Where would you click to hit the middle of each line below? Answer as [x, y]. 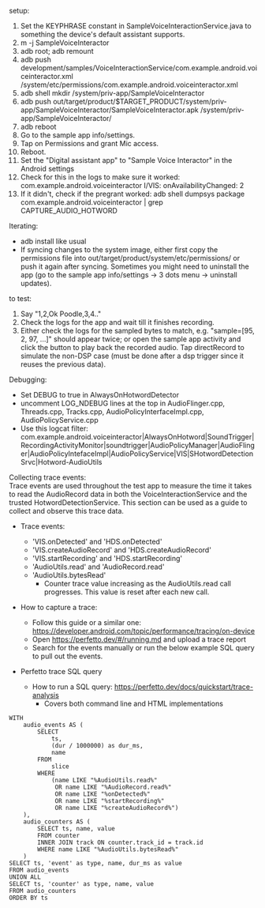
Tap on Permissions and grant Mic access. [90, 143]
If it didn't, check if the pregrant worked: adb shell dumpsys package [132, 194]
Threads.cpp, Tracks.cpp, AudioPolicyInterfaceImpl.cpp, [112, 412]
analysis [46, 695]
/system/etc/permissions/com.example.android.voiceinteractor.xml [129, 85]
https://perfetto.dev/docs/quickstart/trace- [184, 687]
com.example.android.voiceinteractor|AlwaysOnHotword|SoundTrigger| [137, 437]
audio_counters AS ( [57, 822]
